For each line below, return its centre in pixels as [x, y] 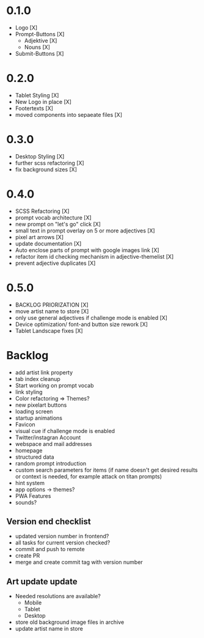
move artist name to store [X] [52, 311]
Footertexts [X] [34, 108]
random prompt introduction [51, 463]
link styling [29, 391]
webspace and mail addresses [53, 443]
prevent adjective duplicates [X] [55, 263]
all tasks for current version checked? [63, 543]
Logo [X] [26, 28]
